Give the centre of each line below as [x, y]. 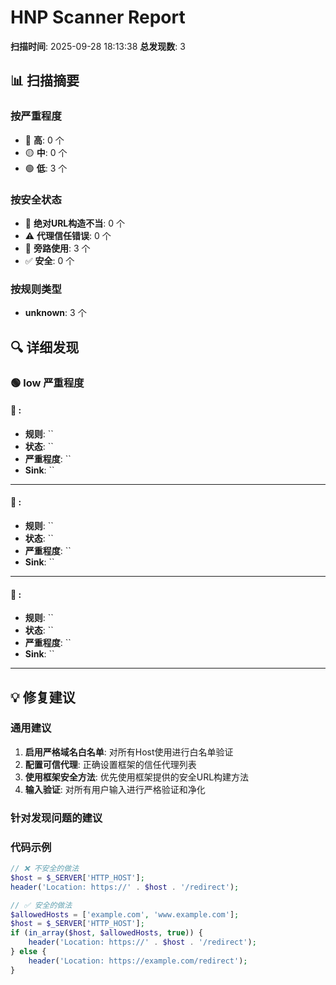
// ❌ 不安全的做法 [45, 869]
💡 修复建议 [43, 697]
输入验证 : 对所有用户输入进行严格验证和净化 [115, 789]
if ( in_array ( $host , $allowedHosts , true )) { [106, 933]
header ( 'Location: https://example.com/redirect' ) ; [138, 961]
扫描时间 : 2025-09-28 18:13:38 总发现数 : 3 [98, 46]
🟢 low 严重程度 [47, 383]
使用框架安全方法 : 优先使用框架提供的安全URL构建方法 [137, 777]
